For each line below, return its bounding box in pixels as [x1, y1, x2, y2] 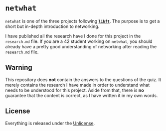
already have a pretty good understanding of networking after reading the [5, 43, 157, 49]
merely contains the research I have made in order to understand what [5, 82, 150, 88]
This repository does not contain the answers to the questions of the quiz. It [5, 76, 162, 83]
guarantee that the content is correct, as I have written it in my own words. [5, 92, 158, 98]
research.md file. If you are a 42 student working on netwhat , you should [5, 38, 153, 44]
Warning [5, 63, 32, 72]
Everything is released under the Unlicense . [5, 120, 95, 126]
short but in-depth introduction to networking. [5, 23, 100, 29]
